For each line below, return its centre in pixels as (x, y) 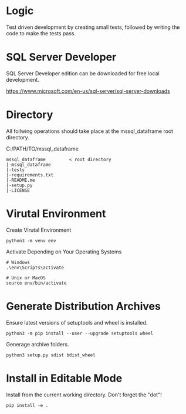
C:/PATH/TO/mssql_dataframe (43, 149)
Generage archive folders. (38, 344)
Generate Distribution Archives (84, 306)
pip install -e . (27, 405)
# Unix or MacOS (26, 278)
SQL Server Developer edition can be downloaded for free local (83, 73)
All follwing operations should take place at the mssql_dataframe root (90, 131)
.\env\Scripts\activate (35, 268)
